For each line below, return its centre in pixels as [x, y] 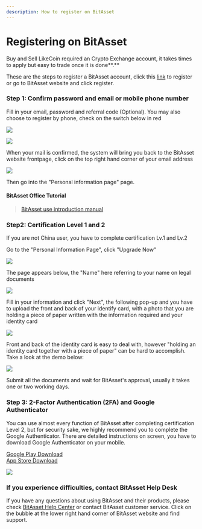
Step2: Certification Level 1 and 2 [56, 225]
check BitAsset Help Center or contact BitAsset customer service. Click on [99, 507]
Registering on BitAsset [67, 41]
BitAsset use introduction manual [62, 210]
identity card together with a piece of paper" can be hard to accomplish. [96, 351]
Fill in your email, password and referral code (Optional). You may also [93, 112]
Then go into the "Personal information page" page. [71, 182]
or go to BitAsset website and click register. [60, 83]
